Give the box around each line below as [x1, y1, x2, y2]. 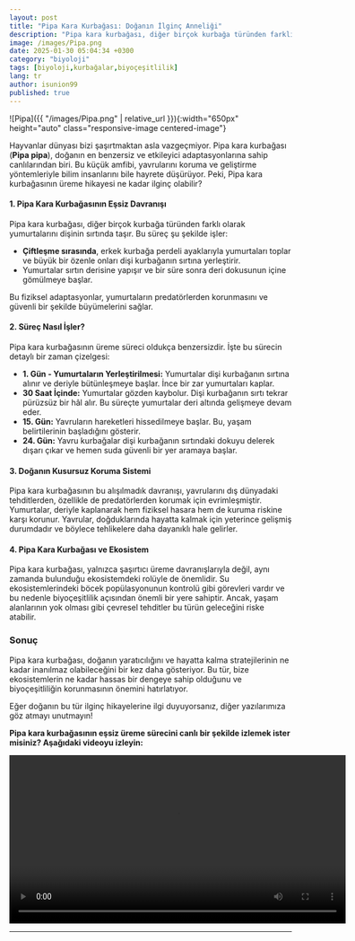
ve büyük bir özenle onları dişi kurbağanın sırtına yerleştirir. [22, 255, 241, 266]
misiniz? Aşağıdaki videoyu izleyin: [9, 737, 143, 748]
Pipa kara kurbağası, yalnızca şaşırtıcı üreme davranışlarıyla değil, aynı [9, 564, 271, 575]
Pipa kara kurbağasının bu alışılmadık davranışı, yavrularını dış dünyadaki [9, 486, 279, 497]
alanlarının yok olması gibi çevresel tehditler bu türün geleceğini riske [9, 602, 264, 613]
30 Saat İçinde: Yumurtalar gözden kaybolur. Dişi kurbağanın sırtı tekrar [22, 387, 289, 398]
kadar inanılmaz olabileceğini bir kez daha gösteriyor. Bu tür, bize [9, 664, 249, 674]
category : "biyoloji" [9, 55, 91, 64]
